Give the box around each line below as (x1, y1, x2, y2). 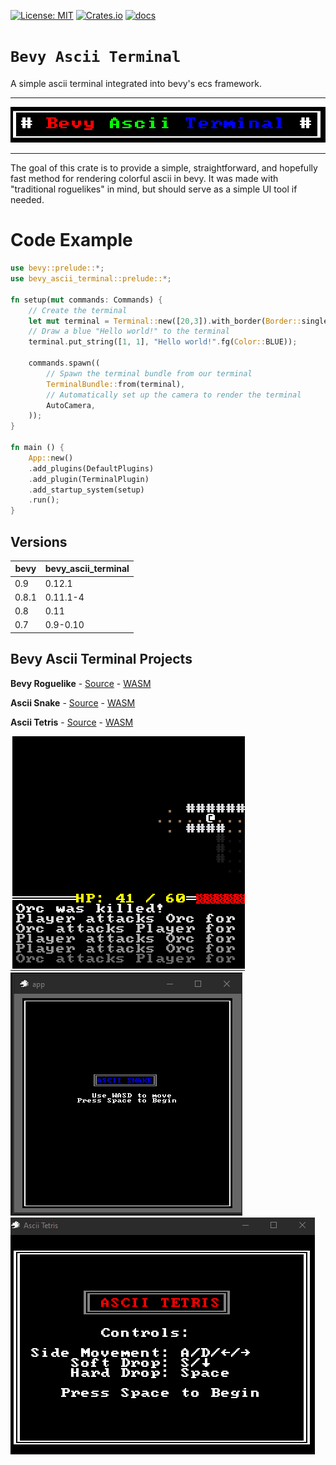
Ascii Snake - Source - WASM (10, 696, 136, 709)
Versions (10, 533, 68, 550)
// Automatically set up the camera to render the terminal (46, 390, 302, 400)
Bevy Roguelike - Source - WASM (10, 677, 152, 689)
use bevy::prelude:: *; (10, 263, 105, 274)
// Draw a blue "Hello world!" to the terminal (28, 326, 230, 337)
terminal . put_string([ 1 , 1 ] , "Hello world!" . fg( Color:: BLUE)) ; (28, 337, 298, 347)
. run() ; (28, 495, 60, 505)
